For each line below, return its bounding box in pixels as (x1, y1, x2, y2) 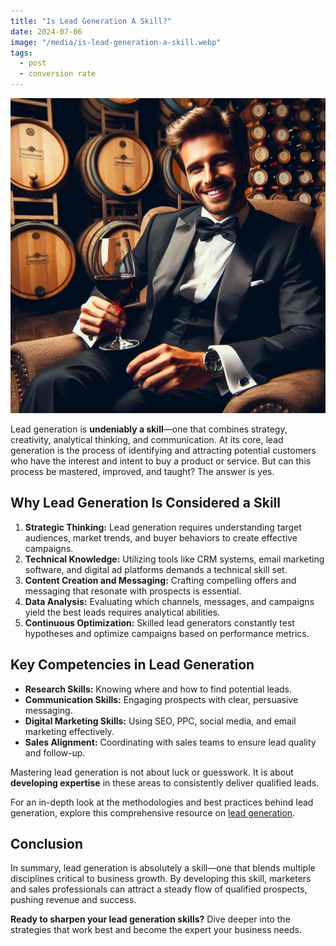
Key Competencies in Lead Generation (10, 656, 255, 674)
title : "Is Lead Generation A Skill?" (10, 16, 172, 26)
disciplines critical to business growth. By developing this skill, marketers (10, 873, 312, 885)
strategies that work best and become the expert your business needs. (10, 924, 302, 936)
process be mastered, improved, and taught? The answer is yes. (10, 466, 275, 477)
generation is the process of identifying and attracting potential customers (10, 445, 317, 456)
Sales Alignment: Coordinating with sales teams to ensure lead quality (24, 736, 317, 748)
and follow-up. (24, 746, 86, 759)
